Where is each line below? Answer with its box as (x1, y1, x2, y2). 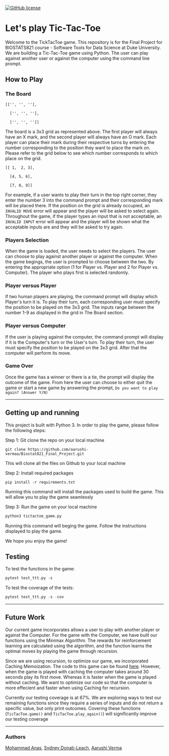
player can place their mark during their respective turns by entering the (5, 139, 155, 145)
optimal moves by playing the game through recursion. (5, 648, 119, 654)
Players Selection (5, 237, 49, 244)
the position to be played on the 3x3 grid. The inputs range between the (5, 304, 154, 310)
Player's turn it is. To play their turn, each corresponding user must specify (5, 299, 160, 305)
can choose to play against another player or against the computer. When (5, 253, 157, 259)
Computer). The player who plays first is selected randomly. (5, 269, 129, 275)
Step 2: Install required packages (5, 470, 74, 476)
